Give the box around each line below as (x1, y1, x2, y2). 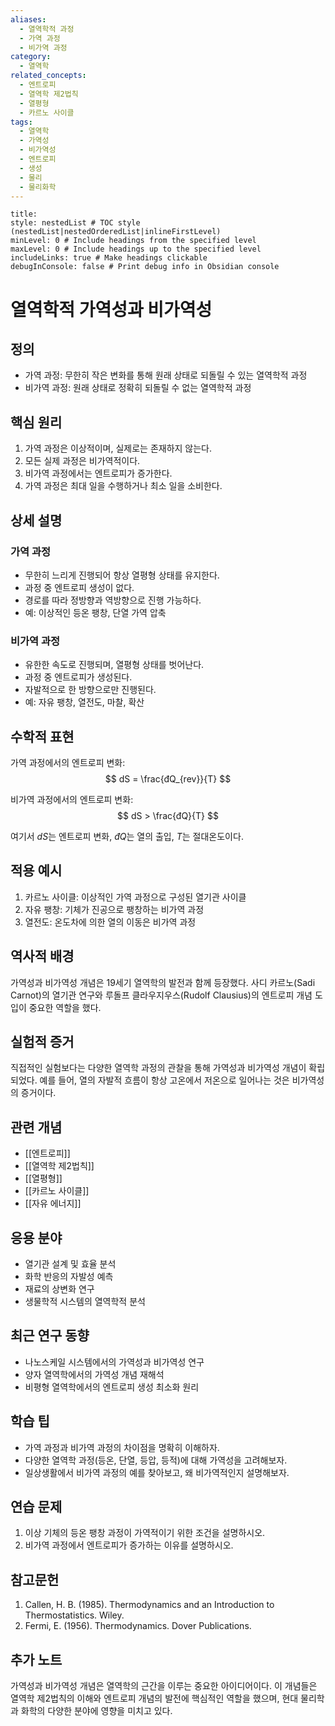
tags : (10, 117, 33, 127)
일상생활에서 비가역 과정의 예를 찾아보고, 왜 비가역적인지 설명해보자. (24, 1466, 290, 1478)
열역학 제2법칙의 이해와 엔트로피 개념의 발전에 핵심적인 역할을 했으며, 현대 (10, 1692, 299, 1705)
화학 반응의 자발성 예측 (24, 1271, 114, 1283)
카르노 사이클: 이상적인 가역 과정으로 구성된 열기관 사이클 (24, 891, 247, 903)
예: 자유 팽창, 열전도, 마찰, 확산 (24, 696, 145, 708)
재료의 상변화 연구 (24, 1283, 95, 1295)
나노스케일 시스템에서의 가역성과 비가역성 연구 (24, 1356, 205, 1368)
